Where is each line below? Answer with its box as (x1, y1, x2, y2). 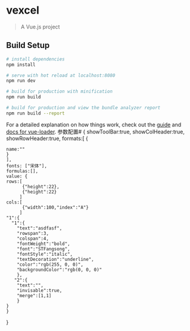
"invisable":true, (17, 287, 62, 294)
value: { (6, 173, 28, 179)
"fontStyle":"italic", (17, 251, 73, 257)
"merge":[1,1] (17, 292, 52, 298)
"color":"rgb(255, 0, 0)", (17, 262, 84, 268)
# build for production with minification (6, 88, 113, 95)
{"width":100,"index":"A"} (21, 204, 89, 211)
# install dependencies (6, 56, 65, 62)
